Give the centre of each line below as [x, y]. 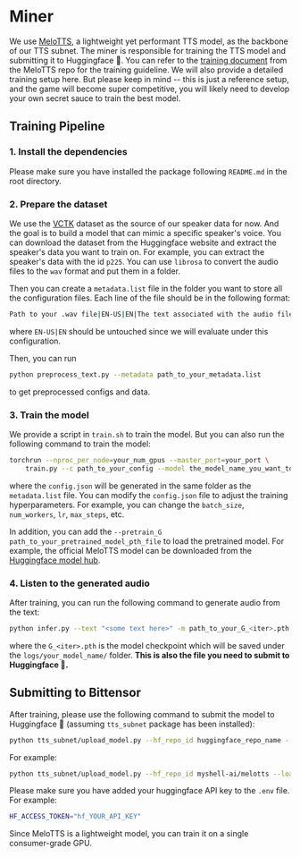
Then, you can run [43, 358]
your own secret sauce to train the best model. [95, 98]
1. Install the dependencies [68, 152]
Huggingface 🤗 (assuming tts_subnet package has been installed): [132, 724]
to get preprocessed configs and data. [80, 392]
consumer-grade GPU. [50, 844]
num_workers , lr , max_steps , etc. [67, 514]
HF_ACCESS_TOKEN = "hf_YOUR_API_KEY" [75, 817]
